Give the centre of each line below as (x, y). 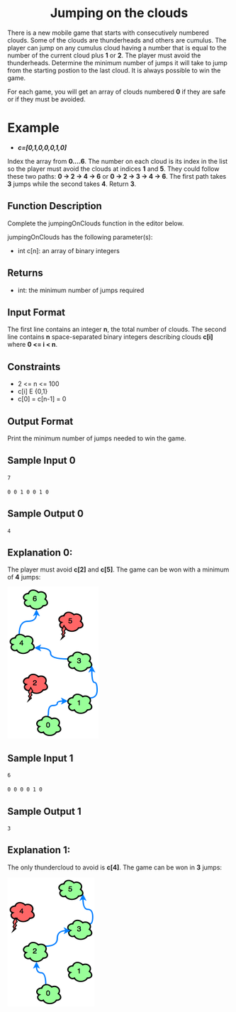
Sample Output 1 (44, 811)
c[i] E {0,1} (33, 391)
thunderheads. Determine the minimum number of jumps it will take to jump (118, 62)
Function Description (55, 206)
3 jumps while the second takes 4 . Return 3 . (72, 184)
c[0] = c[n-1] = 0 (42, 399)
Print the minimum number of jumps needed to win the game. (97, 438)
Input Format (36, 312)
